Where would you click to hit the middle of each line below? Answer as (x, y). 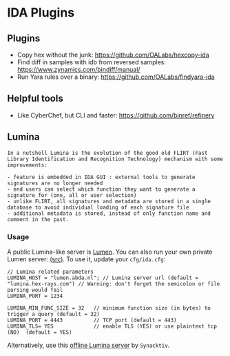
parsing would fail (35, 290)
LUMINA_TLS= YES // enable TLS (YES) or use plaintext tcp (112, 326)
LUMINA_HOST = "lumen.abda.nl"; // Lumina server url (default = (103, 278)
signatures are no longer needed (55, 183)
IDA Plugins (41, 13)
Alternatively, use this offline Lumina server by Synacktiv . (88, 345)
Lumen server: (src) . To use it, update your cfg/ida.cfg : (86, 259)
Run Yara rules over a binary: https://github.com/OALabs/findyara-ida (116, 77)
